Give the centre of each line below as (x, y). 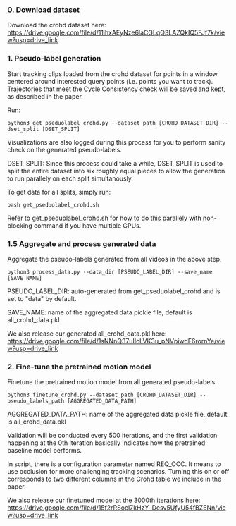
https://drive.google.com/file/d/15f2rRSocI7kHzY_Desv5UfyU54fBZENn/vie (117, 508)
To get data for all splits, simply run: (59, 192)
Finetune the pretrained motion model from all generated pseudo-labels (111, 382)
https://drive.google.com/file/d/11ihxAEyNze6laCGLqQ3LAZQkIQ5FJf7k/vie (116, 32)
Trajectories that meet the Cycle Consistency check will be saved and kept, (117, 89)
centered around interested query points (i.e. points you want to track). (110, 81)
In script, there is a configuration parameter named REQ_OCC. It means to (114, 464)
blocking (20, 225)
